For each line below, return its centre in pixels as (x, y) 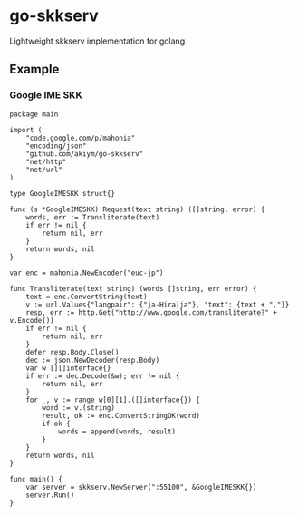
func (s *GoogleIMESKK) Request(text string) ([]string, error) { (137, 209)
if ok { (56, 424)
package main (34, 114)
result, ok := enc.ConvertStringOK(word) (121, 415)
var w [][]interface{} (68, 368)
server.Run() (50, 495)
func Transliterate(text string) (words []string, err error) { (133, 288)
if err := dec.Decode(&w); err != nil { (103, 376)
